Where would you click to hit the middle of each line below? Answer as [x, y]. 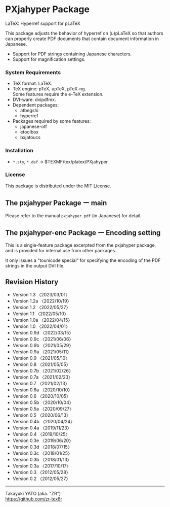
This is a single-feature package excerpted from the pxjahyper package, [81, 245]
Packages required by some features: [52, 121]
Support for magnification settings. [49, 59]
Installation [19, 151]
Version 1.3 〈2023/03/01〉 [41, 295]
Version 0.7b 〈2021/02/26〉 [43, 371]
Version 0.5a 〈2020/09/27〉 [43, 409]
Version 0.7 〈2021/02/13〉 [41, 384]
